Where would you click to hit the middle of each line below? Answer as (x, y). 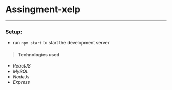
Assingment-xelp (43, 9)
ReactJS (21, 66)
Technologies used (39, 54)
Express (21, 82)
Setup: (14, 32)
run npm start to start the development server (61, 43)
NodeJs (21, 77)
